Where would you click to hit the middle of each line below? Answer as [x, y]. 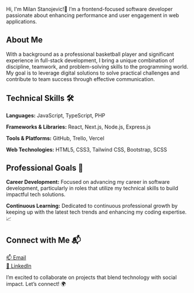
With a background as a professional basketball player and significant [90, 54]
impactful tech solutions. [36, 194]
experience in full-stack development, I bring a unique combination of [90, 60]
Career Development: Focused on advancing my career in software [88, 182]
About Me [24, 40]
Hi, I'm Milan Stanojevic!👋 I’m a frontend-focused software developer [89, 9]
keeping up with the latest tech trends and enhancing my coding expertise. [96, 212]
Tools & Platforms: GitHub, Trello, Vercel [55, 138]
